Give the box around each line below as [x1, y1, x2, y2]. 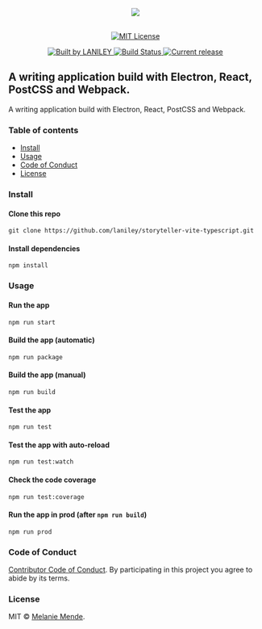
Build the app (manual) [8, 370, 86, 379]
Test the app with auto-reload [8, 440, 110, 450]
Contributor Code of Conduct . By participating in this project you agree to [8, 565, 253, 575]
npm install [8, 262, 48, 270]
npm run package [8, 353, 63, 361]
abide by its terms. [8, 573, 70, 583]
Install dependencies [8, 243, 81, 254]
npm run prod [8, 527, 52, 536]
